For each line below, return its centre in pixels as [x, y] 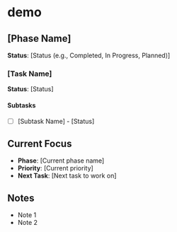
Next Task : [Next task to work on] [67, 176]
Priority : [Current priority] [55, 168]
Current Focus [40, 143]
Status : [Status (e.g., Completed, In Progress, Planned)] [89, 55]
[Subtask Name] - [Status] [56, 121]
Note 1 [27, 215]
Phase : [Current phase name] [61, 161]
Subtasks [22, 105]
